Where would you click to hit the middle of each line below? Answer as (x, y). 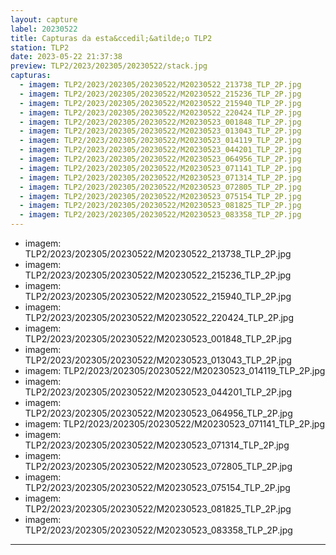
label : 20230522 (44, 29)
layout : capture (44, 19)
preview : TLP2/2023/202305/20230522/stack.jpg (109, 66)
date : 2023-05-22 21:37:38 (66, 57)
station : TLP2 (40, 47)
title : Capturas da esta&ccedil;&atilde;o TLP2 (111, 38)
